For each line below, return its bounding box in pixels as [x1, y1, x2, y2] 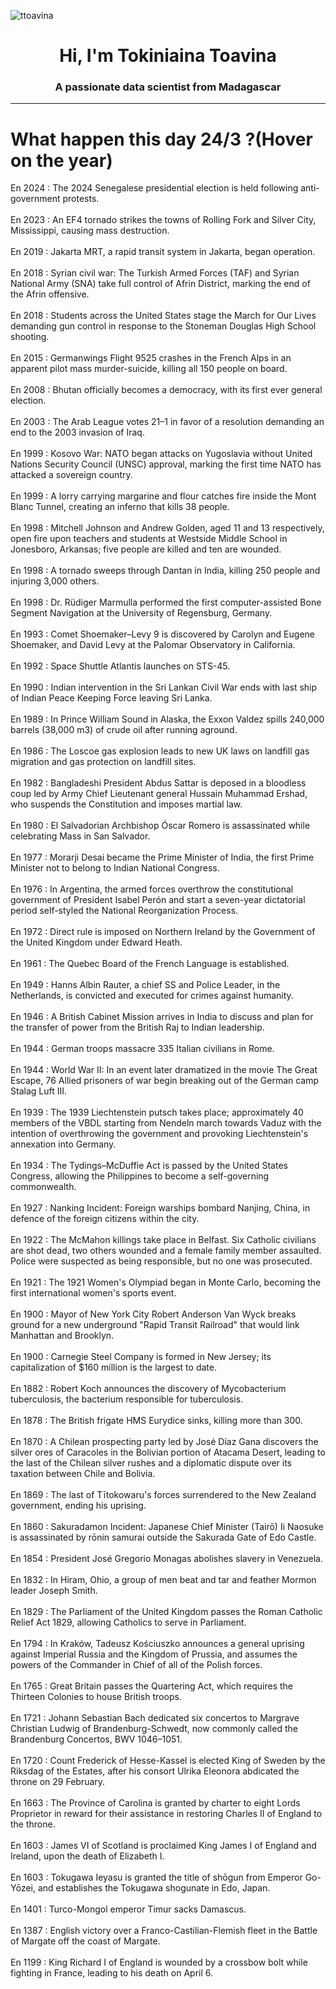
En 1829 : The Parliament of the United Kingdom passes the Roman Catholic [10, 1606, 323, 1618]
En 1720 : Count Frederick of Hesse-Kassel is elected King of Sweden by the [10, 1755, 326, 1767]
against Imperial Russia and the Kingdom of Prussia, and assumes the [10, 1648, 298, 1660]
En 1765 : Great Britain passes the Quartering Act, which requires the [10, 1680, 294, 1692]
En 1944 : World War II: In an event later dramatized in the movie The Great [10, 1064, 318, 1076]
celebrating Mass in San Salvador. [10, 830, 151, 842]
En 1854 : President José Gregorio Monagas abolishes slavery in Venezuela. [10, 1553, 323, 1565]
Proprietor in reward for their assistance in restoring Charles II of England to [10, 1808, 323, 1820]
